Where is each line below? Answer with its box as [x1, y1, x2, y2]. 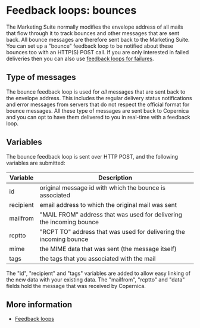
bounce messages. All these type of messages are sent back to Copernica [6, 107, 189, 114]
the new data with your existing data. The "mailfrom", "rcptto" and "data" [6, 276, 185, 283]
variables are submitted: [6, 159, 65, 166]
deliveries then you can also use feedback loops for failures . [6, 55, 154, 62]
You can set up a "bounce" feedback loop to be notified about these [6, 42, 174, 49]
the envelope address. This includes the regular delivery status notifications [6, 94, 192, 101]
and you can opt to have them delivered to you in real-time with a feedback [6, 113, 190, 120]
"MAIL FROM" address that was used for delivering [39, 210, 183, 218]
